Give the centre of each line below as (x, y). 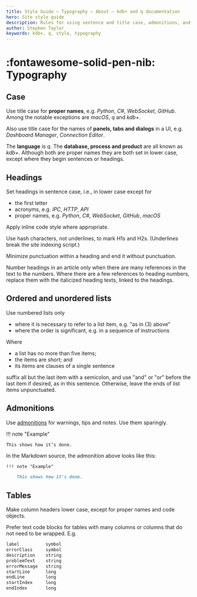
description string (34, 555)
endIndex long (31, 588)
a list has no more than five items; (56, 353)
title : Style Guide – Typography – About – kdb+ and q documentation (93, 11)
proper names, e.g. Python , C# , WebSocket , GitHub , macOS (87, 215)
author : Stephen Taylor (35, 28)
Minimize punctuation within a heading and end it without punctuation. (91, 256)
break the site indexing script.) (43, 245)
